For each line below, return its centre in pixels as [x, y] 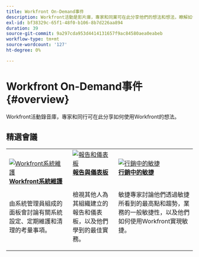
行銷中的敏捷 [136, 172]
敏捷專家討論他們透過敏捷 [154, 194]
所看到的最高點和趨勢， [151, 203]
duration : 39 [22, 28]
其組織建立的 [90, 203]
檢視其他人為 [90, 194]
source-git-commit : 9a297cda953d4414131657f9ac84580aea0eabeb [84, 34]
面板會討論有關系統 [36, 212]
